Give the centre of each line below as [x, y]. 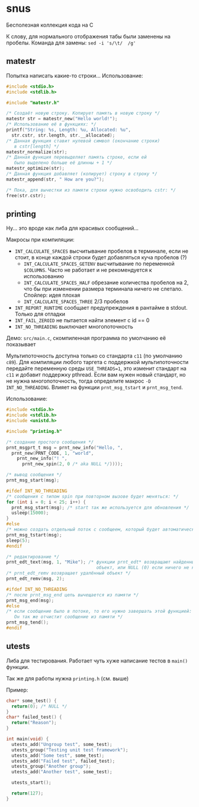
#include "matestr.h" [33, 102]
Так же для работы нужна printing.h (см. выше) [68, 678]
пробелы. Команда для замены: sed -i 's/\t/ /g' [71, 43]
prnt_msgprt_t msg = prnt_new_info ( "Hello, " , [65, 448]
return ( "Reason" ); [34, 723]
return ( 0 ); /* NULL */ [39, 706]
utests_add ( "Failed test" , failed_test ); [63, 761]
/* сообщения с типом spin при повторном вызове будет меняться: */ [92, 496]
